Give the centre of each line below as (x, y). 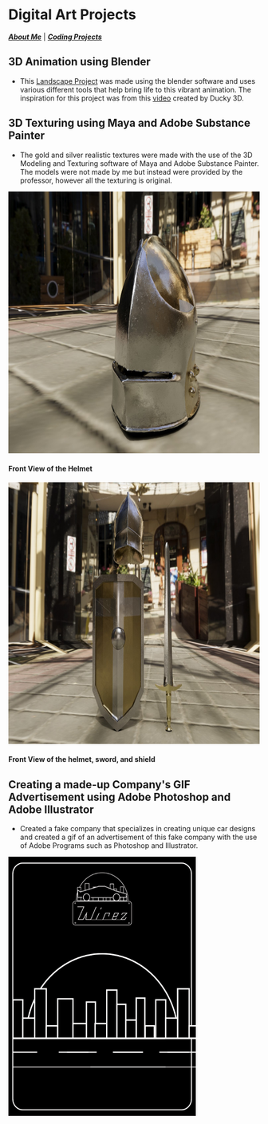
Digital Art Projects (73, 15)
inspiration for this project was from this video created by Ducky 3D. (132, 98)
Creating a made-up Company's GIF (99, 785)
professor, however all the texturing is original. (96, 180)
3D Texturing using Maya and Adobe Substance (130, 123)
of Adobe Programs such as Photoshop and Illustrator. (109, 846)
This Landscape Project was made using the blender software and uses (138, 81)
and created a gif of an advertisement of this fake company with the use (138, 837)
